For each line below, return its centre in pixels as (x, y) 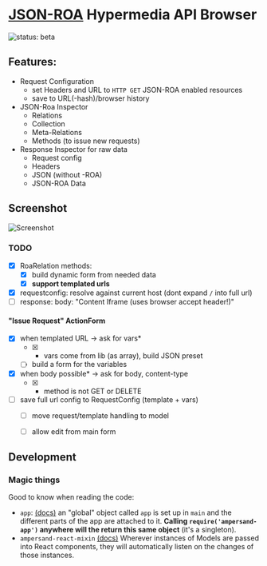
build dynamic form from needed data (94, 274)
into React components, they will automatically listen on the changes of (137, 547)
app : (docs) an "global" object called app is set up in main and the (126, 512)
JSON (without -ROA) (67, 174)
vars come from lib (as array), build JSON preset (123, 356)
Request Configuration (57, 81)
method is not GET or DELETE (92, 391)
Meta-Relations (57, 132)
